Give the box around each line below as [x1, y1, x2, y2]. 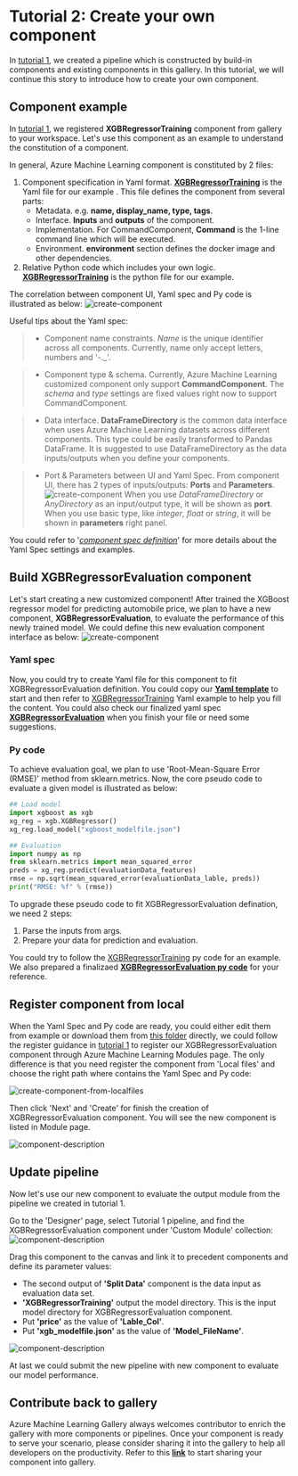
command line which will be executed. [35, 234, 176, 244]
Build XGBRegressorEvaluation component [9, 570, 252, 585]
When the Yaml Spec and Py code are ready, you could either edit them [9, 1020, 271, 1031]
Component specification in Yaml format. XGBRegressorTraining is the [21, 177, 283, 187]
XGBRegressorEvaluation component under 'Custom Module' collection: [9, 1225, 274, 1235]
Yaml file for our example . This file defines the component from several [21, 186, 286, 197]
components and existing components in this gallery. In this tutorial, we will [9, 64, 285, 75]
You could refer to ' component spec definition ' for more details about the [9, 534, 278, 545]
